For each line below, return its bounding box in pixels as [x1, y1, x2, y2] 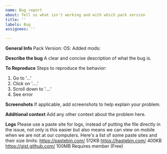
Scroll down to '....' [12, 86, 52, 92]
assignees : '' [5, 27, 36, 32]
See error [12, 91, 33, 98]
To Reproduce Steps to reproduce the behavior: [5, 65, 107, 71]
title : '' [5, 17, 27, 22]
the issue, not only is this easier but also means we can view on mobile [5, 127, 155, 133]
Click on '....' [12, 81, 39, 87]
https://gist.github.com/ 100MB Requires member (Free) [5, 143, 123, 149]
